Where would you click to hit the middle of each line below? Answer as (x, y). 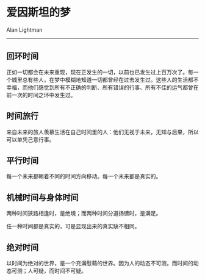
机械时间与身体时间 (42, 197)
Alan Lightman (24, 30)
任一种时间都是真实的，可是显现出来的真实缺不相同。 (73, 226)
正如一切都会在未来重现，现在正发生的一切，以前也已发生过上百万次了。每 (100, 72)
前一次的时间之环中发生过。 (41, 95)
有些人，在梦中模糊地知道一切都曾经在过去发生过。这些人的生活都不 (113, 79)
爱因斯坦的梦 (39, 13)
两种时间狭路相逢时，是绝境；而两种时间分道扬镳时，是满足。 (84, 214)
